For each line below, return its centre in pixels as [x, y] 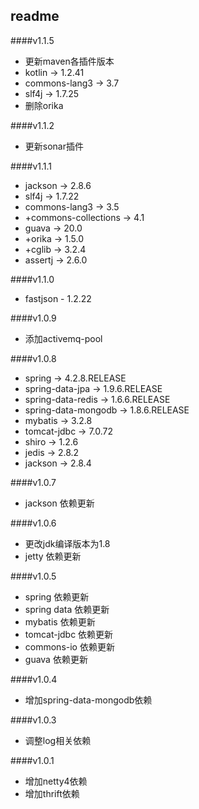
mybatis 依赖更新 [60, 621]
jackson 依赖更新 [59, 503]
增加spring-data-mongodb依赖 [88, 700]
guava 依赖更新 [56, 659]
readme [35, 16]
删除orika [44, 105]
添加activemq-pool [63, 338]
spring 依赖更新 [57, 596]
